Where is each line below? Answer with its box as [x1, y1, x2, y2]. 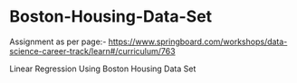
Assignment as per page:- [9, 36, 107, 47]
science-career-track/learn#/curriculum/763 [9, 45, 176, 56]
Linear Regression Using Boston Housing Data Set [9, 63, 196, 74]
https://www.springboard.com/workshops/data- [108, 36, 288, 47]
